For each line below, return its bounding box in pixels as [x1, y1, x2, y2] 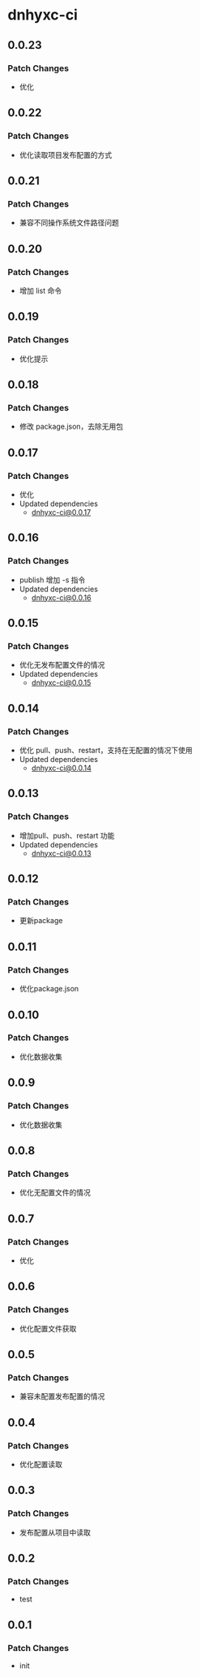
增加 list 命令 [19, 285, 62, 295]
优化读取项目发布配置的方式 [19, 150, 113, 159]
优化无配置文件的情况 [19, 1187, 91, 1197]
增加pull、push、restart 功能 [19, 830, 115, 840]
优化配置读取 [19, 1459, 62, 1469]
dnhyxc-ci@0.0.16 [31, 592, 91, 603]
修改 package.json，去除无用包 [19, 421, 124, 432]
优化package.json [19, 984, 79, 994]
